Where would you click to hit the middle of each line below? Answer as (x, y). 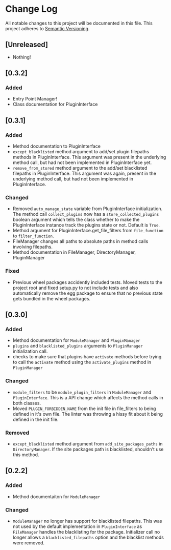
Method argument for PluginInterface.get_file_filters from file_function (88, 231)
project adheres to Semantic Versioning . (47, 28)
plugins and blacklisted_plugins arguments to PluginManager (78, 346)
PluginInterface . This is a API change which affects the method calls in (88, 397)
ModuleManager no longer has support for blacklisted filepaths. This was (87, 521)
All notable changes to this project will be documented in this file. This (79, 23)
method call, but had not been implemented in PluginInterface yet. (82, 162)
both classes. (27, 403)
